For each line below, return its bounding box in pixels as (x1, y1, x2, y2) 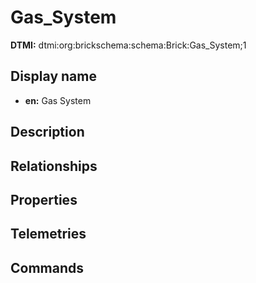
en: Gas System (24, 94, 92, 106)
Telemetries (10, 226, 87, 243)
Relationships (10, 157, 98, 175)
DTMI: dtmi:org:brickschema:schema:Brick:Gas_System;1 (10, 39, 247, 51)
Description (10, 124, 85, 141)
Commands (10, 259, 85, 276)
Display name (10, 68, 97, 85)
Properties (10, 191, 78, 208)
